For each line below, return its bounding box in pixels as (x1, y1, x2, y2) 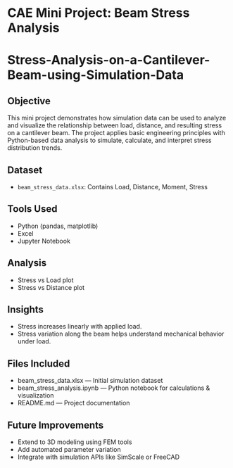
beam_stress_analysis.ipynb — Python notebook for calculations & (17, 384, 210, 392)
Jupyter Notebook (17, 236, 70, 245)
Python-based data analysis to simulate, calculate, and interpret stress (7, 136, 212, 145)
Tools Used (7, 203, 58, 215)
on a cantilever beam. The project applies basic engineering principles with (7, 129, 225, 137)
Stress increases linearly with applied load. (17, 322, 142, 331)
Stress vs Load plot (17, 276, 74, 284)
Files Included (7, 358, 70, 369)
